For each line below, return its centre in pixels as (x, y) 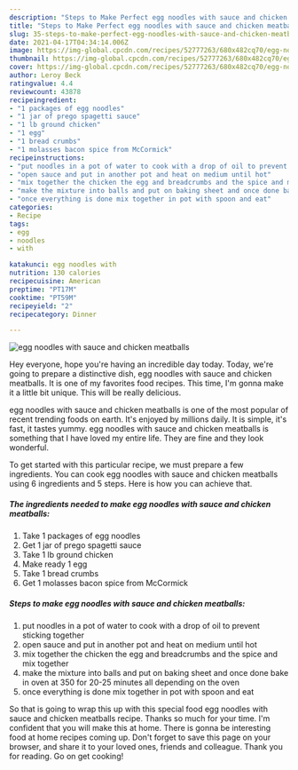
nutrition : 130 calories (55, 273)
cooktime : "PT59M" (43, 298)
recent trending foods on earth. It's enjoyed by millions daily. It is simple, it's (148, 419)
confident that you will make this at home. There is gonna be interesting (140, 728)
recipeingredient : (43, 100)
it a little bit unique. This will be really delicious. (95, 393)
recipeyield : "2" (41, 306)
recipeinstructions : (47, 158)
